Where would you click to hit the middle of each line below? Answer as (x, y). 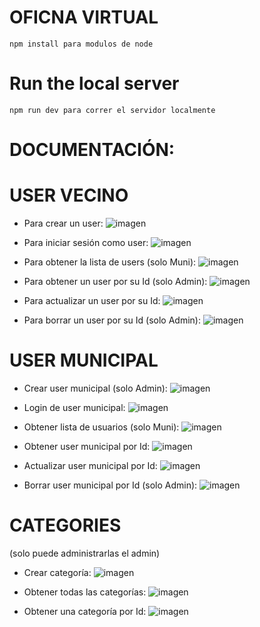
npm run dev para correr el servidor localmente (112, 110)
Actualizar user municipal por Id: (90, 465)
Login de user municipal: (74, 407)
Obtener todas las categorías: (85, 592)
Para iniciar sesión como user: (86, 242)
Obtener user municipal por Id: (87, 446)
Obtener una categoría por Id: (85, 611)
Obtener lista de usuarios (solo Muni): (101, 427)
